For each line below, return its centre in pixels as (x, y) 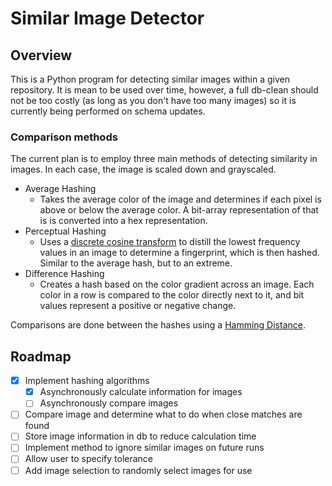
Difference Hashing (64, 274)
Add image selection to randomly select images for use (138, 470)
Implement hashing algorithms (87, 381)
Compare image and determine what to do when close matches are (163, 414)
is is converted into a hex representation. (123, 221)
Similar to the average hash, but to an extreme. (136, 263)
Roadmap (41, 356)
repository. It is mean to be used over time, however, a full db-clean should (164, 90)
